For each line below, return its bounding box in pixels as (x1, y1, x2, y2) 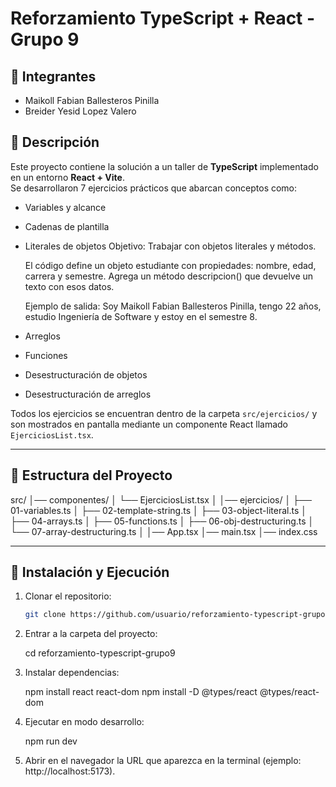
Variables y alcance (24, 201, 107, 213)
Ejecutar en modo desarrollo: (24, 716, 145, 728)
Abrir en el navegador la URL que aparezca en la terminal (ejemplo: (24, 755, 302, 767)
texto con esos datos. (24, 280, 115, 292)
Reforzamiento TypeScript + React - (10, 7, 316, 30)
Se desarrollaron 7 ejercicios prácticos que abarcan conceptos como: (10, 182, 298, 194)
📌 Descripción (10, 134, 100, 151)
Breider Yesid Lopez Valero (24, 105, 137, 117)
